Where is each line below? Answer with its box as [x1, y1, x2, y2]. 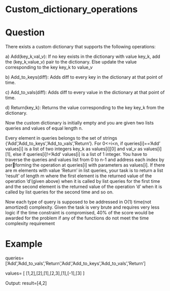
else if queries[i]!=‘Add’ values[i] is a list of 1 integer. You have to [12, 151, 148, 157]
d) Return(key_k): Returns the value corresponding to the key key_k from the [5, 105, 164, 111]
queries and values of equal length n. [5, 125, 83, 132]
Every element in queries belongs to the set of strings [5, 135, 118, 141]
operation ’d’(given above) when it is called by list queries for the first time [5, 178, 160, 184]
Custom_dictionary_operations [5, 4, 138, 15]
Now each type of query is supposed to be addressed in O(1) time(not [5, 199, 151, 205]
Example [5, 238, 43, 250]
